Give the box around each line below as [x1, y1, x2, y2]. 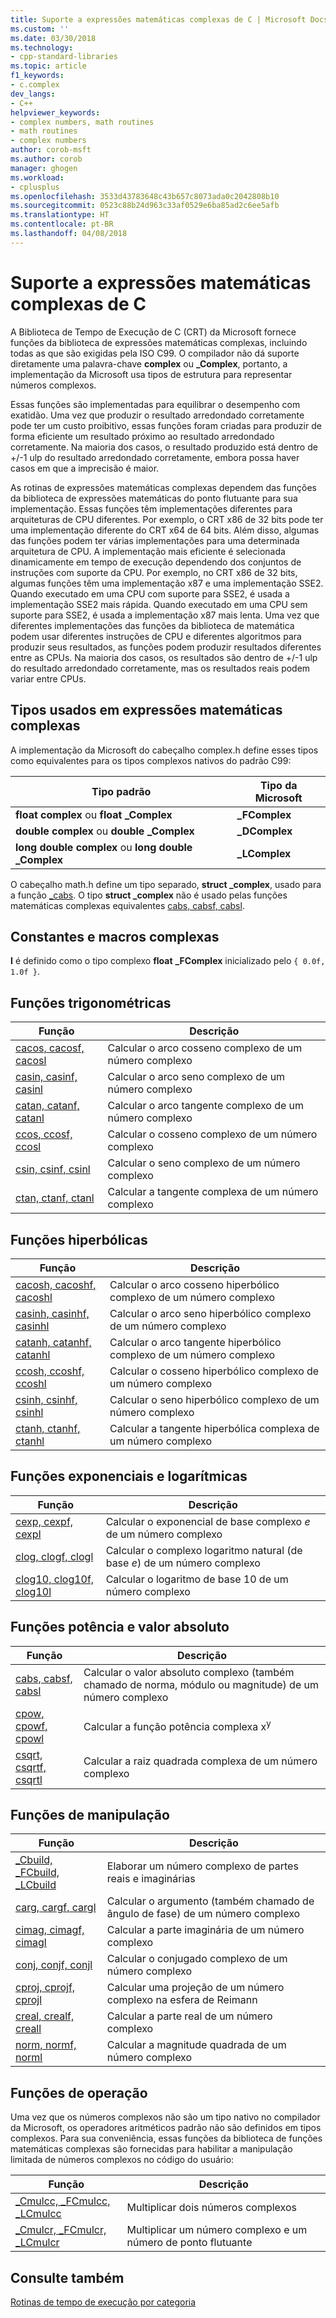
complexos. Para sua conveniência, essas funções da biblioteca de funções [10, 2132, 323, 2145]
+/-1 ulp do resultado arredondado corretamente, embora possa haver [10, 451, 300, 463]
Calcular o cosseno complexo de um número [107, 1127, 318, 1141]
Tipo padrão [91, 784, 152, 798]
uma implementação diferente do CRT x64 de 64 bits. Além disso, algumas [10, 524, 320, 536]
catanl [15, 1111, 45, 1125]
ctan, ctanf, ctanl [15, 1191, 95, 1205]
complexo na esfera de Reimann [106, 1993, 258, 2007]
